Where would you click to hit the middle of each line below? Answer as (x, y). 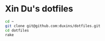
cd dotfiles (17, 30)
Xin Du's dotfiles (39, 9)
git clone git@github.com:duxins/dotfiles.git (53, 26)
